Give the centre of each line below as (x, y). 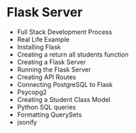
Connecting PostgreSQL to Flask (65, 84)
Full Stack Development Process (64, 32)
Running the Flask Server (54, 69)
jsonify (27, 122)
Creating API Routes (46, 77)
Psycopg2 (32, 92)
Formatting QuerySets (49, 115)
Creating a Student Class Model (64, 99)
